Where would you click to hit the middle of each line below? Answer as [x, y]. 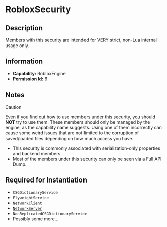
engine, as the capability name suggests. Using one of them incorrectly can [83, 127]
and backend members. [37, 153]
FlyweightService [31, 198]
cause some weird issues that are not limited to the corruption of [72, 133]
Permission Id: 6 [30, 79]
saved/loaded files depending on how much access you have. [69, 138]
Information [24, 61]
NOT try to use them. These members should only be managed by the [78, 122]
